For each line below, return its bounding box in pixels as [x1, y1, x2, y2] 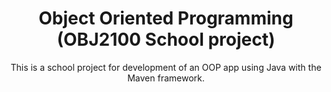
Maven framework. [127, 72, 205, 84]
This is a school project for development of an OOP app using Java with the [10, 61, 322, 73]
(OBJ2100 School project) [56, 28, 276, 51]
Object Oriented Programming [38, 7, 294, 30]
